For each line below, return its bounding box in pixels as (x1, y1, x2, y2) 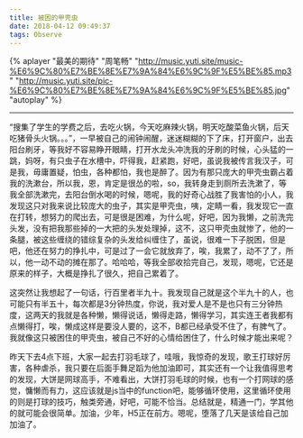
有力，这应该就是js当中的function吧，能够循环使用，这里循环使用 (48, 385, 291, 397)
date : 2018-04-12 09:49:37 (9, 22, 111, 31)
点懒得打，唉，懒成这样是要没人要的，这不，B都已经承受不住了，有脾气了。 (9, 321, 291, 332)
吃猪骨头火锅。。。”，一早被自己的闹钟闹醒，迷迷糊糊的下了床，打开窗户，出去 (9, 132, 294, 144)
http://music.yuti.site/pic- (18, 76, 114, 87)
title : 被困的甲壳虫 (9, 13, 78, 23)
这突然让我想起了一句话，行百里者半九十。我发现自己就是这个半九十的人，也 (9, 287, 294, 298)
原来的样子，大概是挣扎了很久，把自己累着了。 (9, 268, 183, 279)
